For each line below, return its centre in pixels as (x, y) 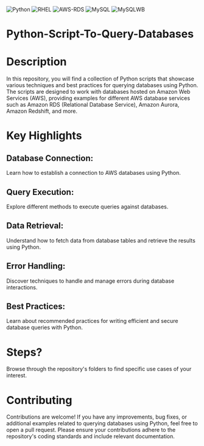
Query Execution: (40, 192)
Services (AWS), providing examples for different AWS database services (98, 98)
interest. (17, 375)
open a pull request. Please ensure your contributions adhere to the (91, 430)
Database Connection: (50, 158)
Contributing (39, 400)
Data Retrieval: (35, 226)
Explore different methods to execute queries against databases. (87, 207)
